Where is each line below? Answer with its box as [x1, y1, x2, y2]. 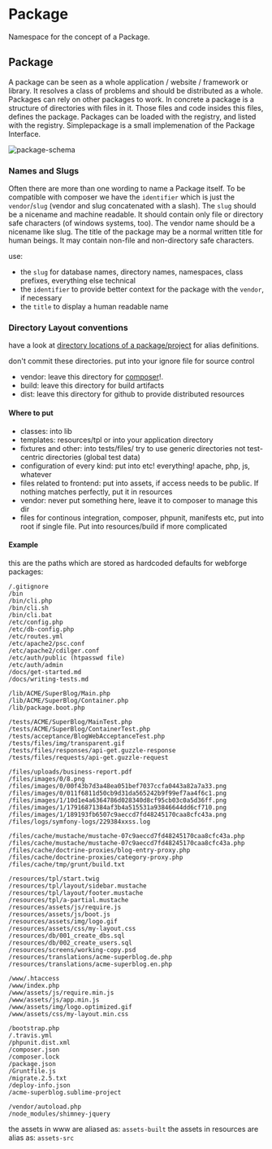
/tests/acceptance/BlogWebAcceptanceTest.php [8, 732, 165, 740]
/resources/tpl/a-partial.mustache [8, 896, 129, 904]
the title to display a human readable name [19, 302, 169, 312]
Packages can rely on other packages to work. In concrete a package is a [8, 94, 254, 104]
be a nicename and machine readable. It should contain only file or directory [8, 209, 264, 220]
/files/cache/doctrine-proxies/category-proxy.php [8, 853, 183, 862]
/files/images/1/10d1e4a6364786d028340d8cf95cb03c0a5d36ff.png [8, 796, 227, 805]
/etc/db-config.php [8, 625, 75, 634]
